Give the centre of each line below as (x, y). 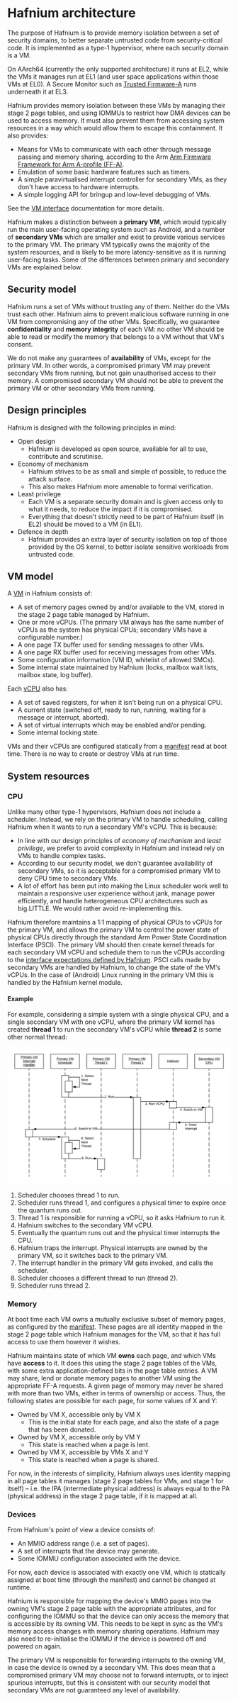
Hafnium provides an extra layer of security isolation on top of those (127, 539)
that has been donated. (62, 1429)
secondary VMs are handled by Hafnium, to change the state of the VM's (114, 967)
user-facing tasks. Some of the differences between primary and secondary (118, 260)
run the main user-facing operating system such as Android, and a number (116, 229)
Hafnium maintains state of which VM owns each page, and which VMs (112, 1356)
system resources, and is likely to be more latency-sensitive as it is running (117, 252)
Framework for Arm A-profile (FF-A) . (71, 164)
